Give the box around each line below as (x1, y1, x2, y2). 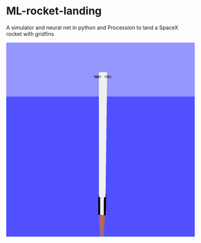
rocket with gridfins (6, 30, 54, 37)
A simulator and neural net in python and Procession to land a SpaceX (6, 24, 178, 31)
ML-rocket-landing (6, 4, 102, 18)
